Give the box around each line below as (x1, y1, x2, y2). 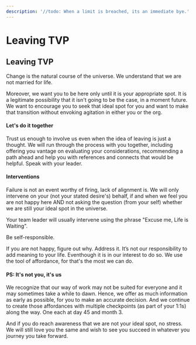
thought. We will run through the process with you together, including (6, 141, 173, 148)
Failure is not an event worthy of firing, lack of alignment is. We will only (6, 187, 180, 194)
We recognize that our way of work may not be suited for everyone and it (6, 284, 183, 291)
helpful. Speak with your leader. (6, 160, 83, 167)
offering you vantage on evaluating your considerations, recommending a (6, 147, 183, 154)
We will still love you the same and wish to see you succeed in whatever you (6, 326, 190, 333)
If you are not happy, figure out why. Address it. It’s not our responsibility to (6, 245, 188, 252)
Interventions (6, 173, 40, 180)
